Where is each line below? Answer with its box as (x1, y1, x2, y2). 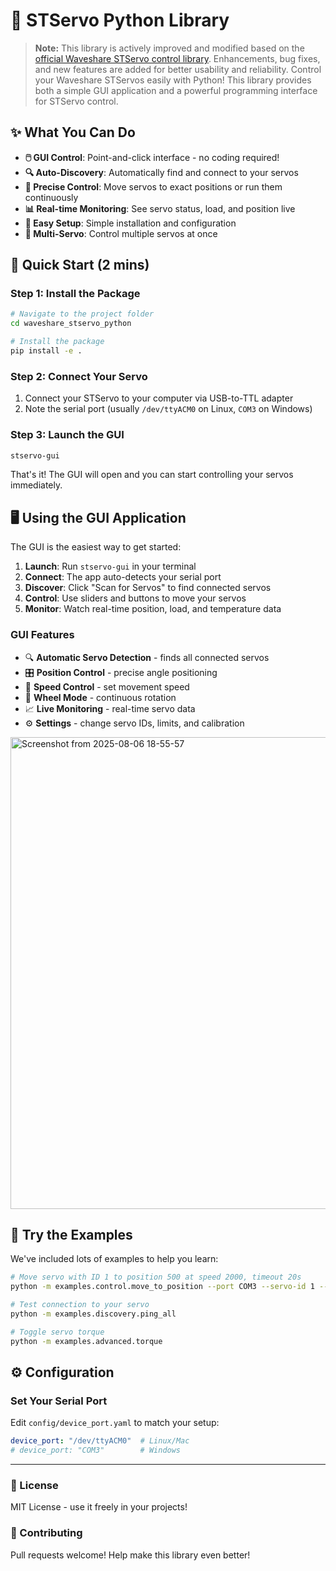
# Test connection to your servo (10, 1300, 150, 1310)
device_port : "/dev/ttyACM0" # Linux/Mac (10, 1436, 190, 1446)
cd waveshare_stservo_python (10, 319, 132, 329)
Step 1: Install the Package (10, 287, 141, 301)
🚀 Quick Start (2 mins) (10, 257, 150, 274)
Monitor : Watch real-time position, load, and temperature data (24, 603, 282, 615)
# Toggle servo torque (10, 1327, 105, 1337)
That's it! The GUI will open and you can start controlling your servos (10, 469, 294, 481)
